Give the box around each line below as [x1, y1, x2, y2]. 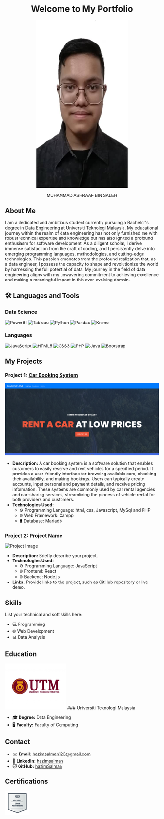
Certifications [5, 777, 48, 786]
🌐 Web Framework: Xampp [19, 512, 74, 518]
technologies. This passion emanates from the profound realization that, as [5, 256, 156, 262]
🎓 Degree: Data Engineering [12, 714, 71, 720]
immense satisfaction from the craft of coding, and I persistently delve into [5, 245, 155, 251]
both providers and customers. [12, 496, 75, 502]
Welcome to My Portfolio [31, 3, 133, 15]
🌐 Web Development [12, 628, 55, 634]
